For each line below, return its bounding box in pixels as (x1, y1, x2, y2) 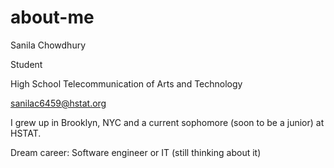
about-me (10, 6, 95, 29)
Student (10, 58, 43, 70)
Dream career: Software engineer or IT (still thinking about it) (10, 146, 262, 158)
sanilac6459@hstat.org (10, 97, 107, 109)
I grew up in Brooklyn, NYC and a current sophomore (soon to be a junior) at (10, 116, 325, 128)
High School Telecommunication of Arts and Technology (10, 77, 243, 90)
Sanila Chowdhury (10, 39, 87, 51)
